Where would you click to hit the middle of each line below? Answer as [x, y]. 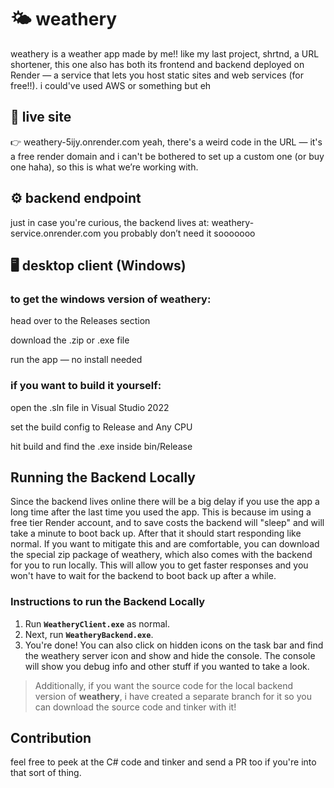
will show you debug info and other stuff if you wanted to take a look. [167, 666]
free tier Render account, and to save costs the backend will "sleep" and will [167, 523]
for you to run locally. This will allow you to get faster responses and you [159, 565]
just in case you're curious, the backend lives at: [110, 222]
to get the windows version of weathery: [111, 299]
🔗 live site [41, 117]
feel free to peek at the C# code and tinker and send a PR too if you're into [163, 762]
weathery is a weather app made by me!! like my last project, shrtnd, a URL [165, 53]
